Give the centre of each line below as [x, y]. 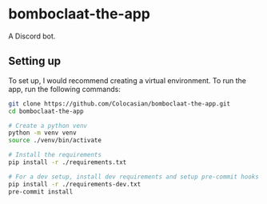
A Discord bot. [32, 36]
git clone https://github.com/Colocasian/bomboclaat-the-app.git [119, 104]
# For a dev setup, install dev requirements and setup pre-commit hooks [134, 177]
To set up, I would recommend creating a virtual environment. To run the [127, 80]
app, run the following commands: [65, 89]
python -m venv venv [43, 133]
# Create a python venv [48, 126]
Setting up [35, 61]
